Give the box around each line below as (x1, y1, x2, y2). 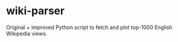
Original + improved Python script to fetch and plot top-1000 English (6, 24, 173, 31)
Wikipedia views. (6, 30, 47, 37)
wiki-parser (6, 4, 65, 18)
